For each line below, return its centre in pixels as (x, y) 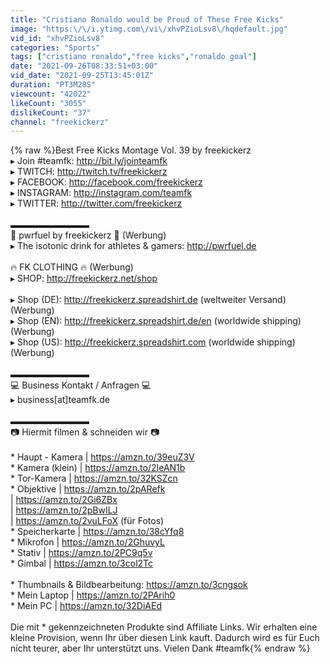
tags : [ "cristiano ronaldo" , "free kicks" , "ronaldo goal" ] (133, 57)
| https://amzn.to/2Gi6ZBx (64, 500)
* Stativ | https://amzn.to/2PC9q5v (81, 553)
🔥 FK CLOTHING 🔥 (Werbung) (72, 267)
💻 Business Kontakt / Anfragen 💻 (81, 385)
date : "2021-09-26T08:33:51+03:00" (84, 66)
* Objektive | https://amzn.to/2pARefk (88, 489)
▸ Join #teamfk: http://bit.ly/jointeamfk (89, 161)
